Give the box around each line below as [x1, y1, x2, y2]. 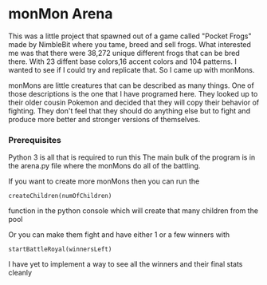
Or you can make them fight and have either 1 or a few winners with [8, 230, 230, 239]
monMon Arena [8, 5, 113, 23]
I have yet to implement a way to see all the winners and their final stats [8, 259, 243, 269]
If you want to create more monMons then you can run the [8, 176, 200, 186]
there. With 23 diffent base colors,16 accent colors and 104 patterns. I [8, 57, 238, 66]
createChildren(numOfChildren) [8, 192, 112, 200]
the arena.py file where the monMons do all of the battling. [8, 161, 201, 171]
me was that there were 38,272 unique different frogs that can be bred [8, 48, 241, 57]
